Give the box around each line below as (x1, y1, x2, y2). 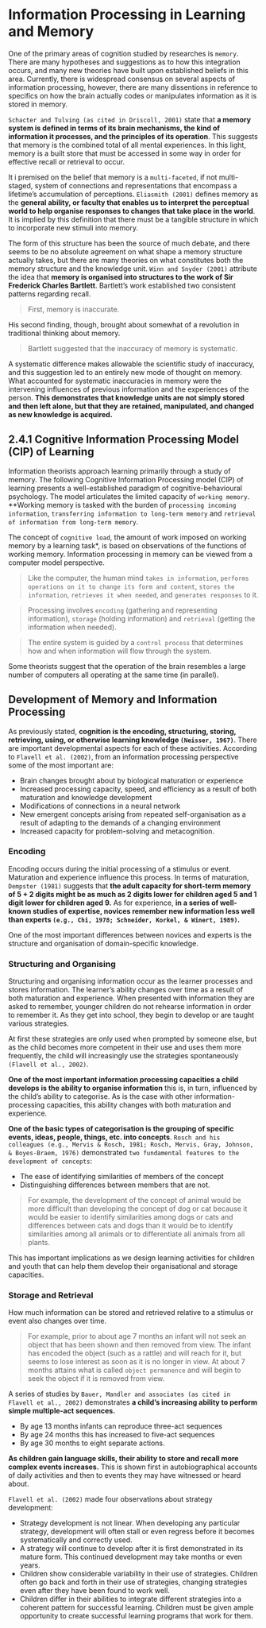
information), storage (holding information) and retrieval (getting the (27, 613, 256, 623)
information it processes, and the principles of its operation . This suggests (8, 131, 258, 141)
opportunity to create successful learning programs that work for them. (19, 1611, 253, 1621)
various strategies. (8, 1019, 69, 1028)
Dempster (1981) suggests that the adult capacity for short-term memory (8, 880, 252, 891)
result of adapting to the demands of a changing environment (19, 818, 221, 827)
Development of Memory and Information (8, 693, 218, 706)
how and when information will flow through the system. (27, 646, 212, 655)
